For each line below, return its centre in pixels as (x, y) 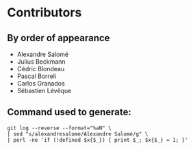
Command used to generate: (69, 112)
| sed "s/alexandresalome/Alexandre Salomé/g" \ (78, 134)
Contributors (44, 13)
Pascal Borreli (37, 76)
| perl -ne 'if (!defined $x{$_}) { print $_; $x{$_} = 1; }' (98, 140)
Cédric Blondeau (41, 69)
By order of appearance (59, 38)
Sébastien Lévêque (44, 91)
